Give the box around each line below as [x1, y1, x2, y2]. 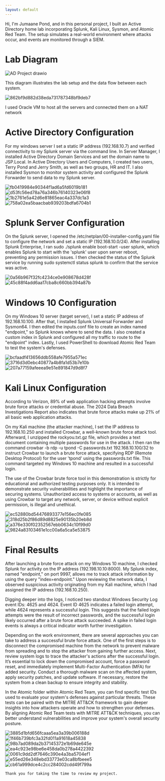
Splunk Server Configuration [5, 217, 125, 228]
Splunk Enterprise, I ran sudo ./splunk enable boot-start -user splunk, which [5, 244, 159, 250]
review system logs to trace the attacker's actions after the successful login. [5, 653, 160, 659]
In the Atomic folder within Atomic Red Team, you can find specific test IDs [5, 689, 157, 695]
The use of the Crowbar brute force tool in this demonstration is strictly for [5, 475, 157, 482]
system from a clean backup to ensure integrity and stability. [5, 680, 128, 686]
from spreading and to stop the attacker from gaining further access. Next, [5, 648, 157, 654]
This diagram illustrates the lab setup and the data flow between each [5, 80, 147, 85]
